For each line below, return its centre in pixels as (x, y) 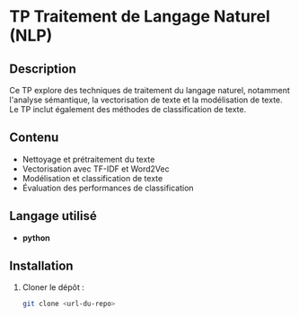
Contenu (34, 138)
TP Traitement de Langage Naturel (140, 17)
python (36, 238)
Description (43, 69)
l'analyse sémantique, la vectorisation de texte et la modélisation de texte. (146, 100)
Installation (41, 266)
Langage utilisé (53, 216)
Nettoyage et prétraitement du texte (88, 159)
